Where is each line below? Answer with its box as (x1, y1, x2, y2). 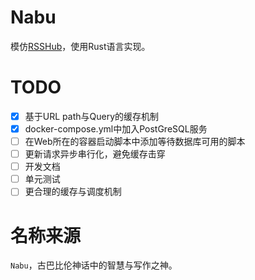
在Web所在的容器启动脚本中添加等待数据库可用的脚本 (24, 136, 246, 147)
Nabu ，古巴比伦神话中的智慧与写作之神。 (10, 259, 178, 271)
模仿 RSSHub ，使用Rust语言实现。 (10, 40, 151, 52)
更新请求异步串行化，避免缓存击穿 (24, 148, 166, 160)
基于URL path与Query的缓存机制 (24, 110, 159, 122)
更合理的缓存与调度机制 (24, 186, 122, 198)
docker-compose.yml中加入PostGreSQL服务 (24, 122, 208, 135)
